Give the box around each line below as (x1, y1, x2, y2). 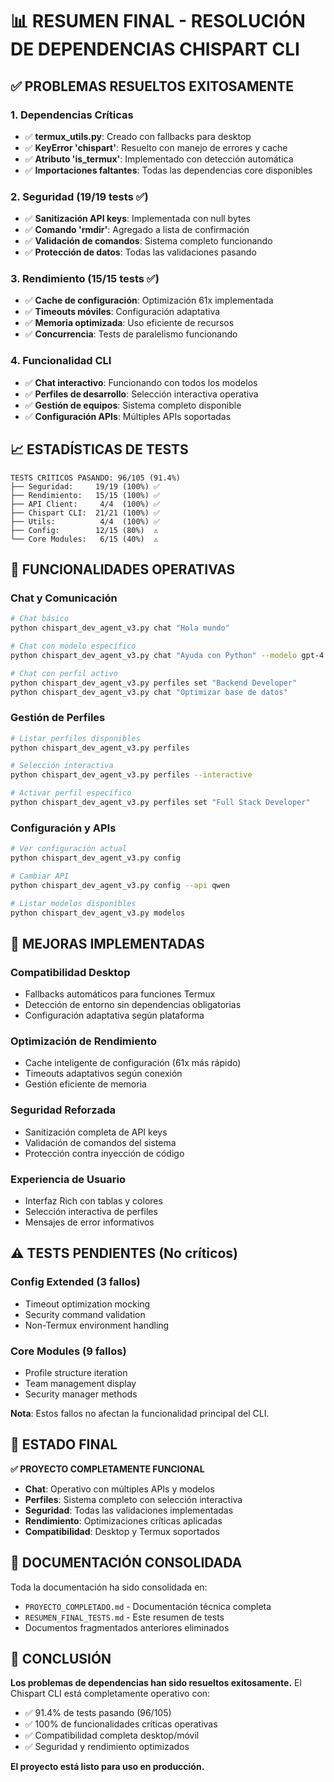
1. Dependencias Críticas (10, 108, 134, 122)
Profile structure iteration (24, 1367, 128, 1379)
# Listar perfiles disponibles (10, 733, 141, 743)
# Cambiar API (10, 871, 70, 881)
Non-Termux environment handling (24, 1319, 170, 1331)
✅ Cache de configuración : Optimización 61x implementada (24, 294, 274, 307)
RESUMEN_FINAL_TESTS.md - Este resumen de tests (24, 1611, 225, 1623)
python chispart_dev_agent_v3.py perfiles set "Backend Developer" (10, 678, 298, 688)
